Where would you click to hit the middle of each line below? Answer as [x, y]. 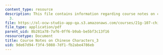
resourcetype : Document [29, 36]
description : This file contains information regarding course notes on [80, 14]
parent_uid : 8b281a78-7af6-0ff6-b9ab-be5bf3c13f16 [57, 32]
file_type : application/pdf [33, 27]
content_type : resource [29, 9]
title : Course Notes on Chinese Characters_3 [52, 41]
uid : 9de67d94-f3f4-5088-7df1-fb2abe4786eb [50, 45]
